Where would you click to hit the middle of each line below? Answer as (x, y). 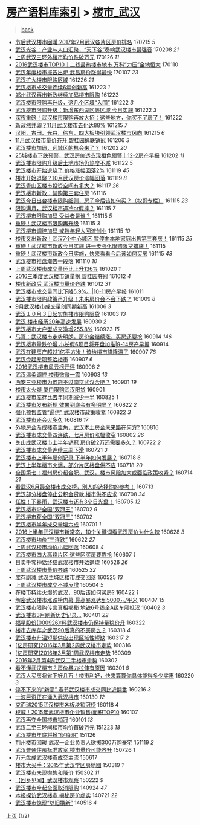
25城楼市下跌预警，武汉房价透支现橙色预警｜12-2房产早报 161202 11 (99, 155)
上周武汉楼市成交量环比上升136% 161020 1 (68, 268)
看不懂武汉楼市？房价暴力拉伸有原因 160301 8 (72, 668)
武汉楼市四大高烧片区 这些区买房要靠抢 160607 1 (75, 554)
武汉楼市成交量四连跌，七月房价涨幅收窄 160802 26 (79, 435)
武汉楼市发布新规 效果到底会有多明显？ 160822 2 (76, 404)
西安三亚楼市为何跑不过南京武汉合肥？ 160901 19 (76, 382)
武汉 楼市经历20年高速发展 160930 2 (61, 322)
